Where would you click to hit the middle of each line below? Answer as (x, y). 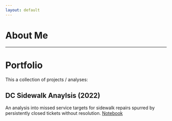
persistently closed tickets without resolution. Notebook (64, 113)
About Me (27, 35)
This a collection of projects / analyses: (47, 79)
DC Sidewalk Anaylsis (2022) (53, 95)
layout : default (23, 10)
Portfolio (24, 65)
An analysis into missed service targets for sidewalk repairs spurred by (80, 108)
